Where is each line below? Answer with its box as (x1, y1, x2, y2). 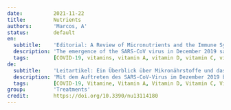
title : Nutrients (7, 16, 81, 23)
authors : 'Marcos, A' (7, 23, 88, 29)
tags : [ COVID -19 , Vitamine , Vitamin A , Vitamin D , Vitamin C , (13, 80, 217, 87)
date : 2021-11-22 (7, 10, 85, 17)
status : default (7, 29, 76, 36)
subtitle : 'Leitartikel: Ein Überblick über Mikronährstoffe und (13, 67, 214, 74)
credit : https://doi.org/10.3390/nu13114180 (7, 93, 158, 100)
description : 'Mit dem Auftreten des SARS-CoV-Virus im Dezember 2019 (13, 73, 220, 81)
